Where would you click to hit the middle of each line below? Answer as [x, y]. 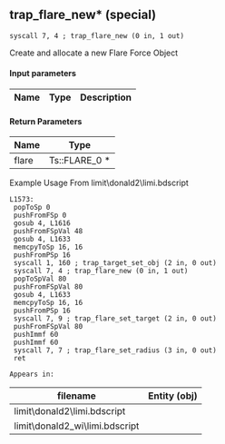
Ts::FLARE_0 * [79, 161]
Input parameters [43, 74]
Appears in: [32, 375]
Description [106, 97]
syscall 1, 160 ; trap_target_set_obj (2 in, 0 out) [115, 263]
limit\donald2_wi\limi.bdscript [77, 426]
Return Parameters [46, 121]
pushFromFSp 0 [40, 216]
